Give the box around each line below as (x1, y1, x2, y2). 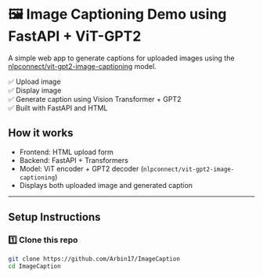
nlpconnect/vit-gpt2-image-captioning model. (8, 61, 157, 70)
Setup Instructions (8, 211, 101, 224)
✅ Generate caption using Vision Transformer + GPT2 (8, 94, 182, 103)
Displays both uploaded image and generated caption (19, 180, 193, 190)
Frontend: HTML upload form (19, 147, 113, 157)
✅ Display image (8, 85, 62, 95)
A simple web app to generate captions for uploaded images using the (8, 53, 235, 63)
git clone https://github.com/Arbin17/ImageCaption (8, 255, 180, 263)
